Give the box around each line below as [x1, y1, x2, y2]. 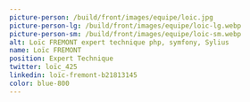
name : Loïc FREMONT [9, 46, 82, 55]
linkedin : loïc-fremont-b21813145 [9, 71, 138, 80]
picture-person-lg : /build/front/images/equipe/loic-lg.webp [9, 21, 242, 30]
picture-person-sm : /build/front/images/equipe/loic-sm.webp [9, 29, 242, 38]
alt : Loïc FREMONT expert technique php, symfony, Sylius [9, 37, 229, 47]
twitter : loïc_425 [9, 63, 78, 72]
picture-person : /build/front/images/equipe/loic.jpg [9, 12, 214, 22]
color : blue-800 [9, 79, 70, 88]
